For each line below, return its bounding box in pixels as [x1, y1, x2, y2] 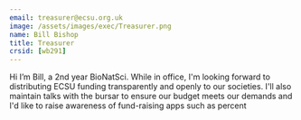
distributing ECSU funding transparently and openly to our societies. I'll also [9, 81, 292, 92]
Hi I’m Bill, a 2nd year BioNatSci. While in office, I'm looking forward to [9, 71, 271, 82]
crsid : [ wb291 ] [9, 47, 67, 56]
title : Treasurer [9, 38, 75, 48]
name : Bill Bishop [9, 30, 79, 39]
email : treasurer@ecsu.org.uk [9, 13, 124, 23]
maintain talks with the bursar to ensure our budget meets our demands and [9, 91, 293, 102]
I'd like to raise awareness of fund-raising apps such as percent [9, 100, 247, 111]
